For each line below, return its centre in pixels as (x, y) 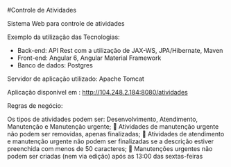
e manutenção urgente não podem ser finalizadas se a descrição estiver (110, 141)
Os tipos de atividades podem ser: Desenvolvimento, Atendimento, (103, 119)
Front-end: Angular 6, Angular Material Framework (89, 58)
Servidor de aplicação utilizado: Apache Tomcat (76, 79)
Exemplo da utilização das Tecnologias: (63, 37)
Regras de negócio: (35, 106)
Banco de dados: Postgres (55, 65)
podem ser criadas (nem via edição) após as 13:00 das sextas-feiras (105, 156)
